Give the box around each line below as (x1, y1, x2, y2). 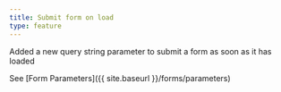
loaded (9, 55, 36, 66)
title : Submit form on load (9, 13, 115, 22)
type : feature (9, 21, 63, 30)
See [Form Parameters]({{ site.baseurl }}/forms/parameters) (9, 72, 231, 83)
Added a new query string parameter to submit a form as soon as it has (9, 46, 272, 56)
